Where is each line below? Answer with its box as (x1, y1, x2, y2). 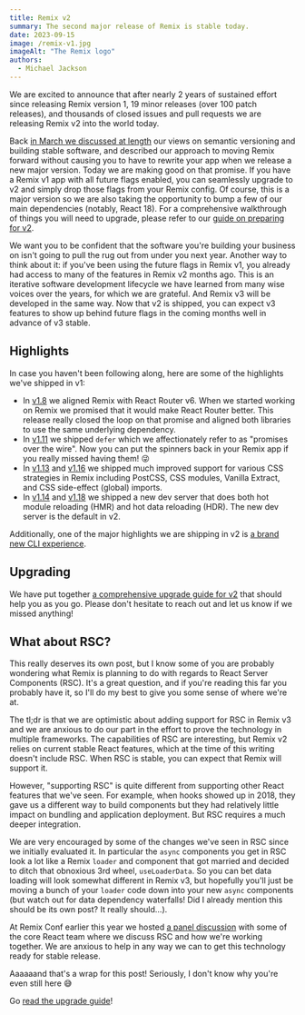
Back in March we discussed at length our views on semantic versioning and (9, 135, 296, 146)
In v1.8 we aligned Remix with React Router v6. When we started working (22, 394, 296, 405)
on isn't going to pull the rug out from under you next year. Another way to (9, 249, 288, 260)
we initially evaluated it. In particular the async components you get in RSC (9, 846, 287, 857)
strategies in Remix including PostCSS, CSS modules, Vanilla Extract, (22, 472, 280, 483)
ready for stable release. (9, 950, 102, 961)
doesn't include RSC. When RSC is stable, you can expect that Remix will (9, 753, 282, 764)
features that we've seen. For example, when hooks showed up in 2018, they (9, 790, 296, 801)
